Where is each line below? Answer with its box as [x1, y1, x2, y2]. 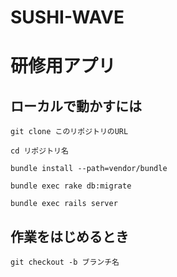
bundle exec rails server [10, 199, 118, 209]
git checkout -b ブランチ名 [10, 257, 120, 267]
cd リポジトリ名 [10, 146, 69, 156]
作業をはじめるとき [10, 228, 129, 245]
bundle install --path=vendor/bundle [10, 164, 168, 174]
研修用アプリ [10, 55, 117, 78]
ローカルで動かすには [10, 97, 142, 115]
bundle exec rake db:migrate [10, 181, 132, 191]
